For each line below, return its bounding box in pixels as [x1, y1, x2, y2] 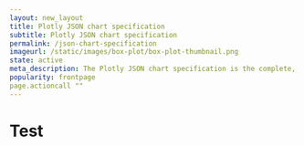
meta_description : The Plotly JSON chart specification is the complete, [9, 65, 297, 74]
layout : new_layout [9, 13, 84, 23]
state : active [9, 56, 64, 65]
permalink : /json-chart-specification [9, 38, 157, 48]
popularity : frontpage [9, 73, 96, 82]
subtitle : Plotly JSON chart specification [9, 30, 178, 39]
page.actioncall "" [9, 81, 84, 90]
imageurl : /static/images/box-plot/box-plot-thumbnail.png [9, 47, 239, 57]
